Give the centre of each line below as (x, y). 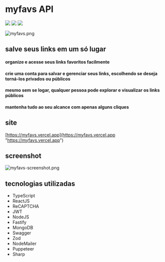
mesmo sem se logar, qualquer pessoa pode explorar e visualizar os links (82, 90)
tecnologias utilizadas (40, 184)
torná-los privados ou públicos (38, 79)
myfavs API (29, 9)
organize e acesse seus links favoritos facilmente (57, 62)
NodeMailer (24, 243)
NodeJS (21, 217)
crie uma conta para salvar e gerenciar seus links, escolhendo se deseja (82, 73)
